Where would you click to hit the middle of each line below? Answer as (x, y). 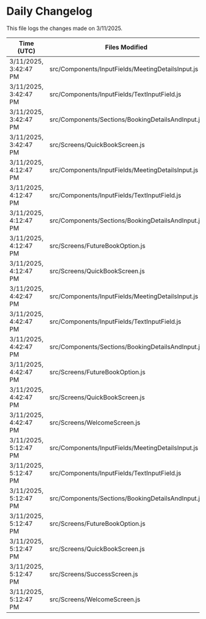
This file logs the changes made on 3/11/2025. (64, 28)
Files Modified (126, 47)
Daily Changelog (50, 11)
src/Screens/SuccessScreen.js (94, 574)
